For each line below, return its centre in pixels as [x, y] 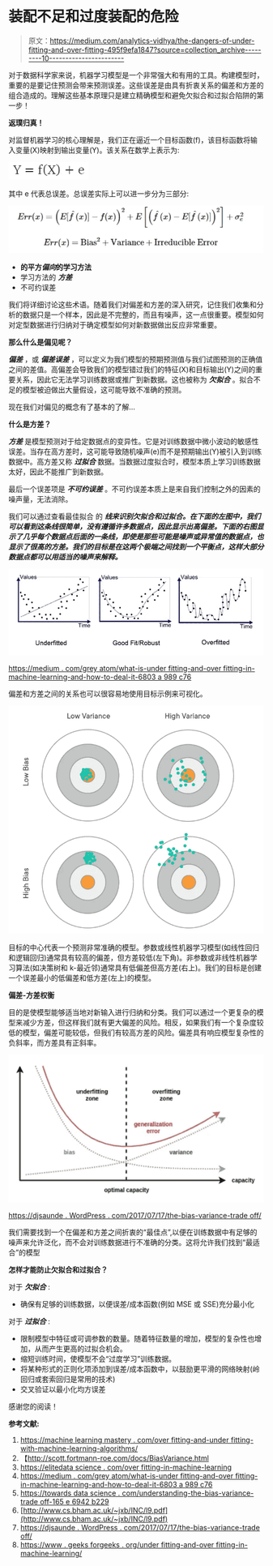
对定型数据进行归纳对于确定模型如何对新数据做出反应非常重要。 [115, 325]
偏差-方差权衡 [32, 995]
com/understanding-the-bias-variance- [188, 1493]
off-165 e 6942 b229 [75, 1502]
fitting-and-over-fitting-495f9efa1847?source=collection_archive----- [145, 49]
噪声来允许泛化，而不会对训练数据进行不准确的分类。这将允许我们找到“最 [131, 1243]
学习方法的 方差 [46, 277]
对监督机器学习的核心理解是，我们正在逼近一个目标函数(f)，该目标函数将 [130, 139]
